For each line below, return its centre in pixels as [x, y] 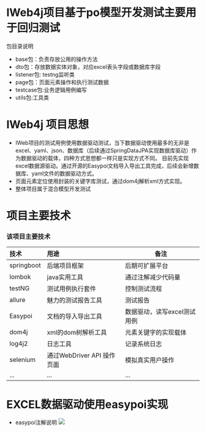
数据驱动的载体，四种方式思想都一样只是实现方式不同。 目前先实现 [105, 158]
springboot [25, 266]
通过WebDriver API [74, 355]
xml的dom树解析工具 [77, 333]
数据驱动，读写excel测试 [160, 312]
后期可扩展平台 [147, 266]
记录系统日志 [143, 344]
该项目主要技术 [29, 236]
